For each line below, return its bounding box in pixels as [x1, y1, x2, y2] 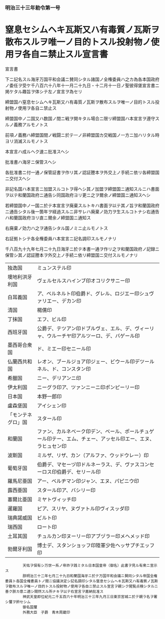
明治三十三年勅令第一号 [5, 4, 60, 11]
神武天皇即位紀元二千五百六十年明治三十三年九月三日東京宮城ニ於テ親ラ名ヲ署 [23, 594, 158, 599]
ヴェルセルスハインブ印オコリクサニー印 [37, 277, 130, 284]
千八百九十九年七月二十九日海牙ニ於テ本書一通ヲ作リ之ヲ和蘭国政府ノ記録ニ [5, 246, 160, 252]
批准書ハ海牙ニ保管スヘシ [5, 159, 57, 165]
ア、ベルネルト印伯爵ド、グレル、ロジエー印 [37, 290, 140, 297]
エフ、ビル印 [37, 316, 67, 322]
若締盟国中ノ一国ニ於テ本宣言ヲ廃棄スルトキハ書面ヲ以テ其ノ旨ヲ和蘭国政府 [5, 202, 160, 208]
